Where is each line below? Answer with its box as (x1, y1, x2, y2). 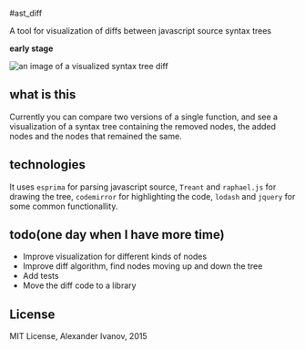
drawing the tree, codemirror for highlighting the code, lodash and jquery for (9, 190, 296, 201)
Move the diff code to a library (22, 280, 137, 291)
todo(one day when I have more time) (9, 227, 225, 242)
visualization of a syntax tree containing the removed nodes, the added (9, 120, 276, 131)
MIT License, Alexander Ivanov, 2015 (9, 331, 147, 342)
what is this (9, 87, 76, 103)
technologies (9, 157, 86, 172)
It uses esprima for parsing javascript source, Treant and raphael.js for (9, 181, 277, 192)
